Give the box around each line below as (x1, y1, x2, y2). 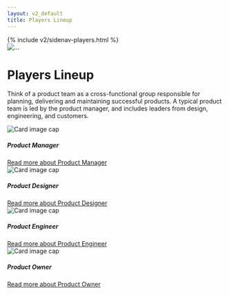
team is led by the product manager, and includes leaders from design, (7, 104, 208, 113)
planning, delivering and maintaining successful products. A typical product (7, 97, 222, 106)
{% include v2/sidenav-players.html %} (7, 35, 119, 44)
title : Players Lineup (7, 17, 72, 23)
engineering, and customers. (7, 112, 89, 120)
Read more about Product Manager (7, 158, 108, 166)
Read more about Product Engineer (7, 240, 108, 248)
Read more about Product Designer (7, 199, 108, 207)
